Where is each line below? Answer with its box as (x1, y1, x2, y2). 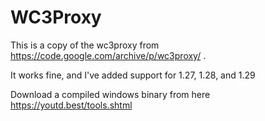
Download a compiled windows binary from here (10, 88, 211, 100)
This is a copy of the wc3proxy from (10, 39, 160, 51)
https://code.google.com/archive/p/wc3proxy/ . (10, 49, 207, 61)
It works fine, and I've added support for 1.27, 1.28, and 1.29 (10, 69, 256, 81)
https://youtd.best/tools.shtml (10, 99, 133, 111)
